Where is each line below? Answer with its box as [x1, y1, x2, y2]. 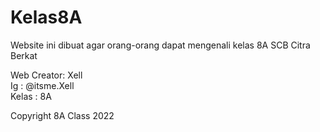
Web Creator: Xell [10, 69, 83, 81]
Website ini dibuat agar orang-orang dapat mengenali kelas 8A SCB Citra [10, 39, 311, 51]
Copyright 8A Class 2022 [10, 109, 115, 121]
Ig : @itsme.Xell [10, 79, 75, 91]
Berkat [10, 49, 38, 61]
